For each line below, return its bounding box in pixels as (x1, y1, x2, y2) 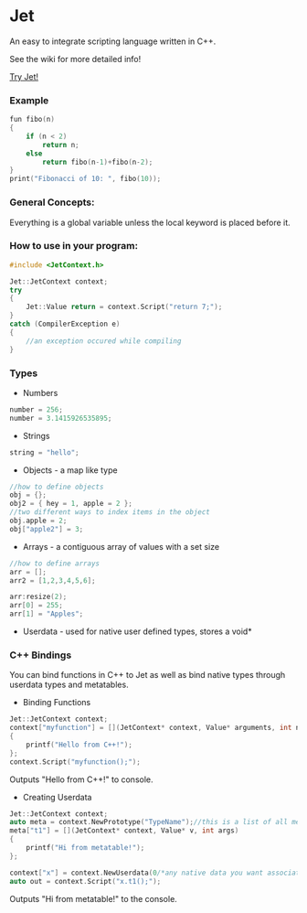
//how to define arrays (9, 559, 101, 568)
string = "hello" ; (9, 447, 79, 457)
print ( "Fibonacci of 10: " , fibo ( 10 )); (9, 175, 162, 184)
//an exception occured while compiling (26, 336, 182, 346)
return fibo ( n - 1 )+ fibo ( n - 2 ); (42, 157, 153, 166)
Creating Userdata (22, 791, 92, 802)
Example (9, 93, 49, 106)
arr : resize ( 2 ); (9, 592, 68, 602)
